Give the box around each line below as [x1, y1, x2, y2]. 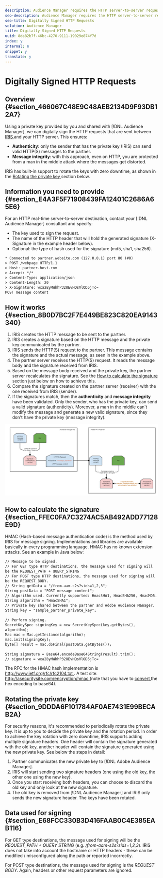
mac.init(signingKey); [5, 637, 51, 642]
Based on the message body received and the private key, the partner [12, 368, 152, 374]
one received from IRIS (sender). [12, 388, 78, 395]
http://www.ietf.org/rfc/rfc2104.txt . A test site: [5, 671, 98, 677]
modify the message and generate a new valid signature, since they [12, 409, 148, 415]
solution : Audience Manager [5, 23, 62, 28]
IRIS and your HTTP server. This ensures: [5, 134, 87, 140]
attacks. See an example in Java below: [5, 549, 84, 555]
